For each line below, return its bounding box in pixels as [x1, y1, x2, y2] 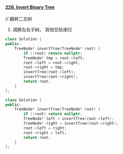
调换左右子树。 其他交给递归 [12, 27, 72, 33]
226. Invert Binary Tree [5, 4, 55, 10]
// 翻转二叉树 [5, 16, 32, 22]
